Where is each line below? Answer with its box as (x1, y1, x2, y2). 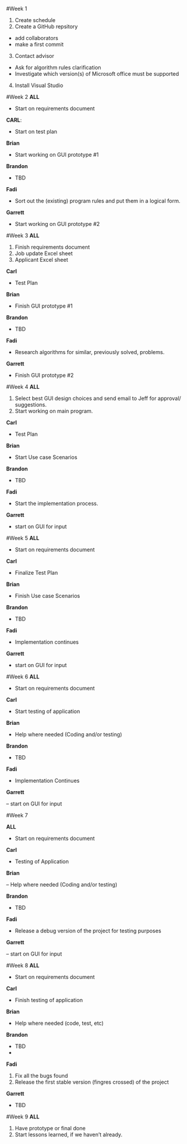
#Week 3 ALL (6, 232, 40, 239)
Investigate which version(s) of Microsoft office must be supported (14, 70, 179, 77)
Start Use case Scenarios (14, 454, 77, 461)
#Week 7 (6, 812, 28, 819)
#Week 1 (6, 5, 27, 12)
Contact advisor (14, 52, 55, 59)
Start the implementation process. (14, 500, 98, 507)
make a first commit (14, 41, 64, 48)
